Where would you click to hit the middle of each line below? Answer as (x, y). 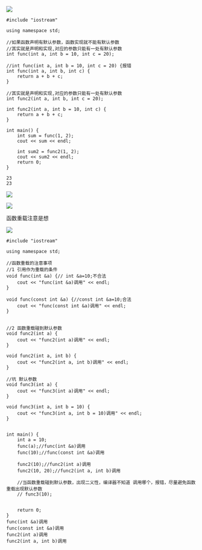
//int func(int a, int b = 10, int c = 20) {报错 (69, 66)
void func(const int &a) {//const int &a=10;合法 (69, 300)
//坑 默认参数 (22, 379)
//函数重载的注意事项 (29, 263)
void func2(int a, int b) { (42, 356)
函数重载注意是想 (27, 218)
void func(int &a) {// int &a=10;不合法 (56, 276)
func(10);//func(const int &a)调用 (61, 453)
